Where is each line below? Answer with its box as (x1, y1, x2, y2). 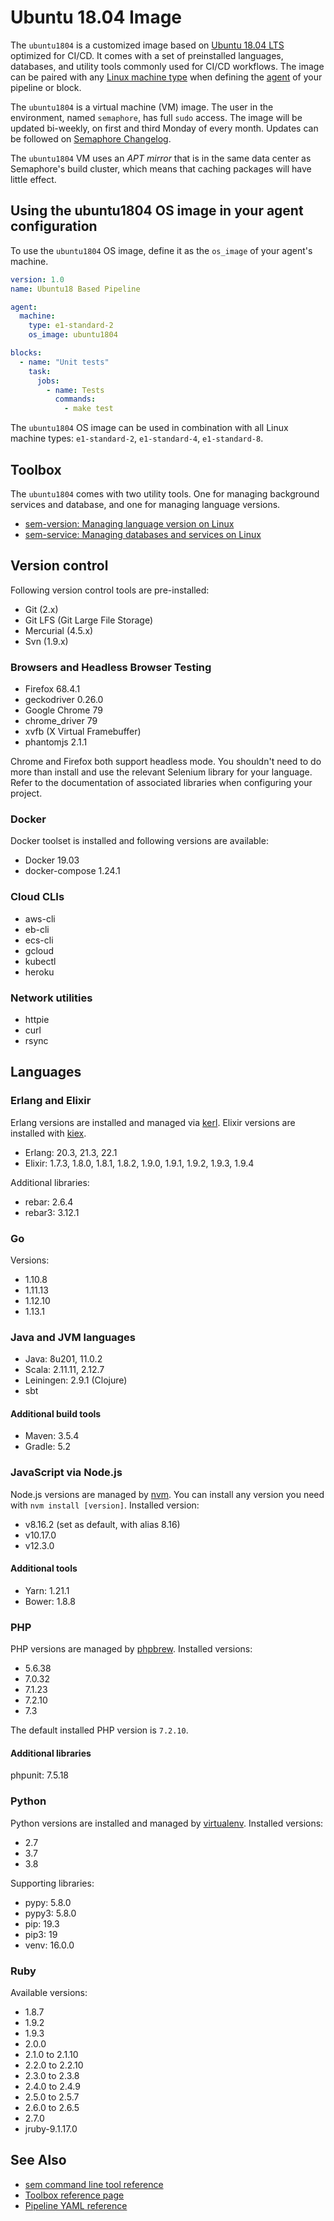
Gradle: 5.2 (24, 1441, 71, 1453)
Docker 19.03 (24, 854, 80, 866)
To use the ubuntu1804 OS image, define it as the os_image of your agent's (10, 244, 313, 256)
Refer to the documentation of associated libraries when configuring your (10, 777, 313, 789)
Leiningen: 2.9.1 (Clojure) (24, 1374, 128, 1386)
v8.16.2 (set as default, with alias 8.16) (24, 1518, 181, 1530)
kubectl (24, 955, 57, 967)
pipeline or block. (10, 81, 82, 93)
